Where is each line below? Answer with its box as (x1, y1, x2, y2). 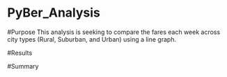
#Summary (7, 62, 39, 70)
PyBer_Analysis (7, 5, 101, 21)
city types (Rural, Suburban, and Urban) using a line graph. (7, 35, 176, 43)
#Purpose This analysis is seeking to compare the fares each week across (7, 28, 221, 36)
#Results (7, 49, 33, 57)
